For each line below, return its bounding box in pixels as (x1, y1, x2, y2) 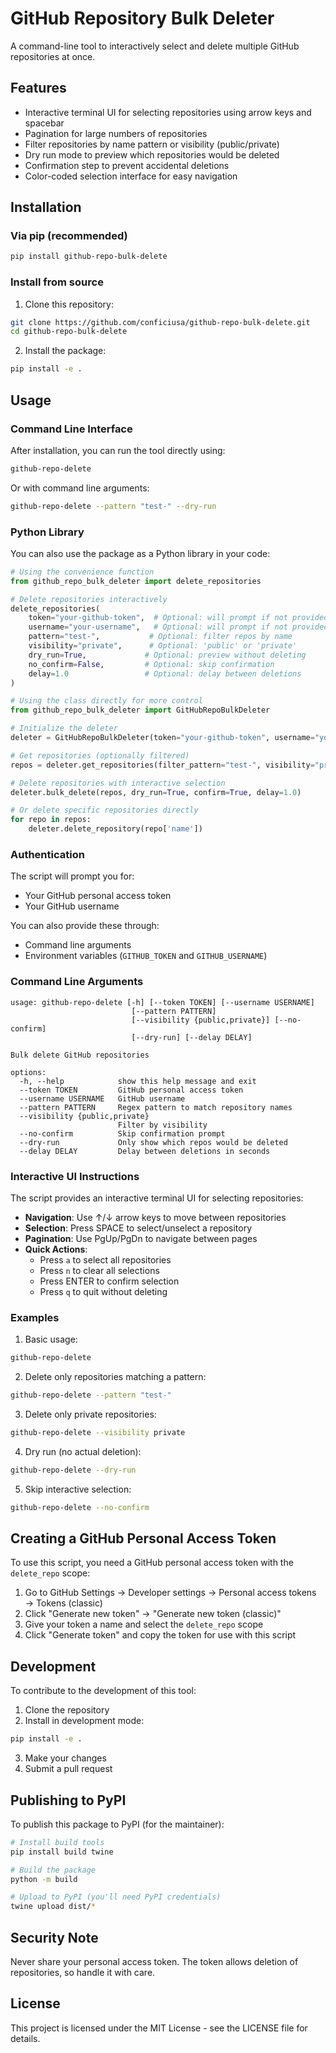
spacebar (24, 117, 65, 129)
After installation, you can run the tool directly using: (10, 444, 226, 456)
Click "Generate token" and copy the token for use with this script (24, 1629, 297, 1641)
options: (10, 1067, 47, 1077)
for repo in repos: (10, 815, 92, 825)
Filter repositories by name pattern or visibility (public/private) (24, 138, 280, 150)
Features (10, 80, 67, 97)
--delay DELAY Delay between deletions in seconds (19, 1146, 271, 1156)
